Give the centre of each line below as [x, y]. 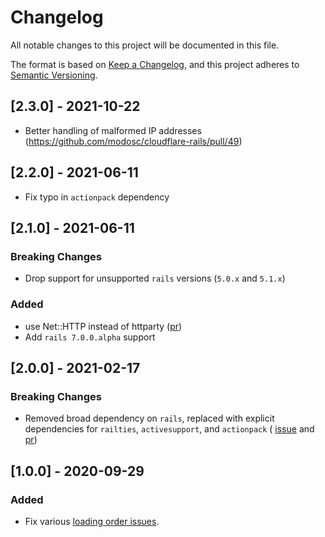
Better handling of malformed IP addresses [113, 130]
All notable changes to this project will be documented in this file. [145, 45]
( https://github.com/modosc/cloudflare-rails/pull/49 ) [133, 141]
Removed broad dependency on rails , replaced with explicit [149, 418]
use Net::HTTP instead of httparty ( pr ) [103, 326]
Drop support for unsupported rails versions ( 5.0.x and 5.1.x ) [155, 278]
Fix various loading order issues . [92, 521]
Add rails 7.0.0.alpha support [90, 337]
